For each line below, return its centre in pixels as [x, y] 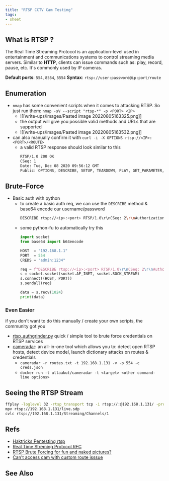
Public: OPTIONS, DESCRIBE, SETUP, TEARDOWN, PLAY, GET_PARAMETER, [92, 171]
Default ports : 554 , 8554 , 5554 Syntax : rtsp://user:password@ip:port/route [83, 77]
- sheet [13, 19]
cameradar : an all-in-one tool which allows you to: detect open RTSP [84, 347]
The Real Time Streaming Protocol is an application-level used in [72, 52]
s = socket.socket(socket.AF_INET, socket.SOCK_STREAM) [80, 274]
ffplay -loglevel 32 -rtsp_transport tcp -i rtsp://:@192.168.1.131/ [80, 404]
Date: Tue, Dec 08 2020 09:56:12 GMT [60, 166]
